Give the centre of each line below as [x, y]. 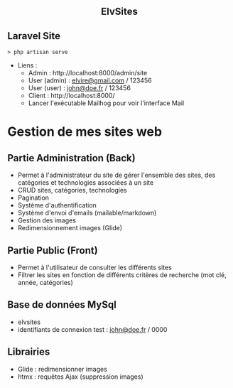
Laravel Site [34, 36]
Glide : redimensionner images [63, 369]
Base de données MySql [62, 305]
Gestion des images [47, 220]
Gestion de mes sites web [85, 132]
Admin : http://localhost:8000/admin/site [88, 73]
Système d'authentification [57, 205]
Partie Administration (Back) [72, 158]
